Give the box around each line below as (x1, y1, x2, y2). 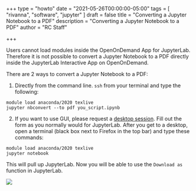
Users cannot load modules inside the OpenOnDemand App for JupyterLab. (6, 47, 191, 54)
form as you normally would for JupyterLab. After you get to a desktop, (14, 121, 188, 129)
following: (14, 88, 39, 95)
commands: (14, 134, 44, 141)
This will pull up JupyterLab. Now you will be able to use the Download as (6, 161, 183, 167)
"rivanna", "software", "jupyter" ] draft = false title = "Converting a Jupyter (6, 11, 187, 18)
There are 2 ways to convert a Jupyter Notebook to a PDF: (6, 71, 149, 77)
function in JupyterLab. (6, 167, 63, 174)
